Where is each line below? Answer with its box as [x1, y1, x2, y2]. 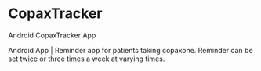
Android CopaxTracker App [8, 30, 96, 40]
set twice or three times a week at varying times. [8, 54, 165, 63]
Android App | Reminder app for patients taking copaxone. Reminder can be [8, 45, 253, 55]
